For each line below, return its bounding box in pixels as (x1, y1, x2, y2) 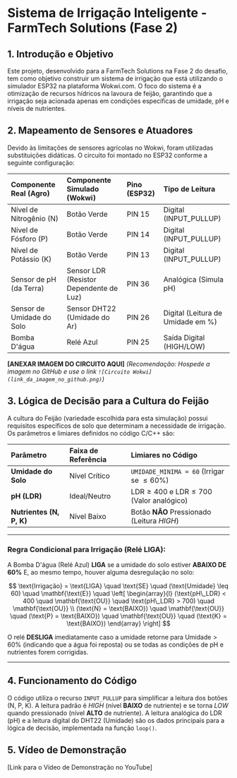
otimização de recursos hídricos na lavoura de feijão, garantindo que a (7, 90, 213, 97)
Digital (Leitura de (163, 308, 223, 318)
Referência (69, 454, 107, 464)
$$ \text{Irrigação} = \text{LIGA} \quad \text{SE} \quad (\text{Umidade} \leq (8, 581, 229, 590)
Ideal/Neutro (69, 491, 111, 501)
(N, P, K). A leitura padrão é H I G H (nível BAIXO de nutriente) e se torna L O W (7, 701, 229, 710)
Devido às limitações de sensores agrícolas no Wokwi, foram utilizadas (7, 143, 214, 152)
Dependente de (66, 283, 119, 293)
